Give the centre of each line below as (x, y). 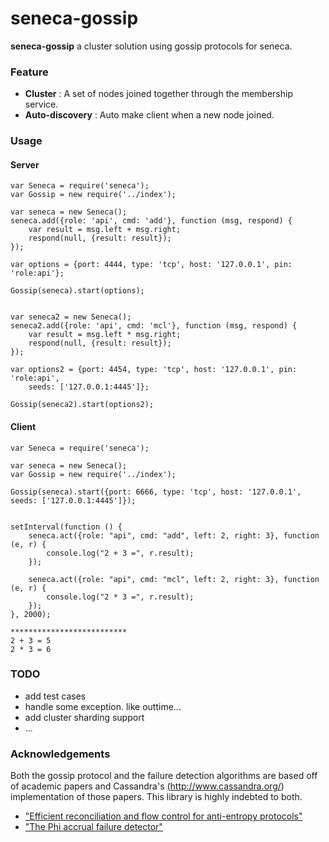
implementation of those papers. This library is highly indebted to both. (156, 797)
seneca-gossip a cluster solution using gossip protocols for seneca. (151, 46)
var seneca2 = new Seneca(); (71, 317)
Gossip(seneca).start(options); (77, 291)
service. (41, 104)
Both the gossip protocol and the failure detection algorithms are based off (164, 776)
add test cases (55, 696)
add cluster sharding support (84, 717)
